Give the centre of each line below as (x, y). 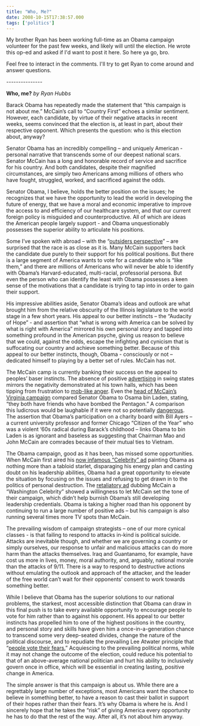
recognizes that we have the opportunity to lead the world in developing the (99, 198)
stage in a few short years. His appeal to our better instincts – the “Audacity (99, 316)
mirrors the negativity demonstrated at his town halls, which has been (92, 385)
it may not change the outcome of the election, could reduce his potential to (99, 654)
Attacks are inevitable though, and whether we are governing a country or (97, 542)
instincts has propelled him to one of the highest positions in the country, (96, 623)
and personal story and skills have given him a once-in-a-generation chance (100, 629)
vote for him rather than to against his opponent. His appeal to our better (96, 616)
